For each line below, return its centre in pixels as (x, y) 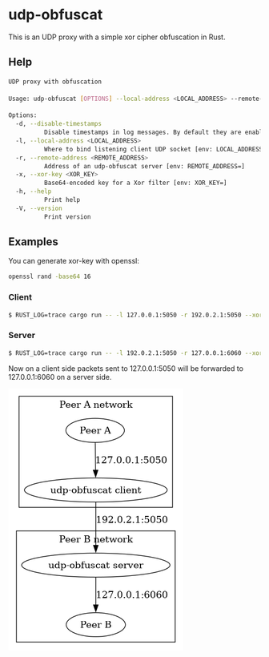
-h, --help (34, 191)
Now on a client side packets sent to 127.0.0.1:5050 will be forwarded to (126, 368)
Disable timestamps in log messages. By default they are (143, 132)
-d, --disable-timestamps (59, 124)
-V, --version (39, 208)
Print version (67, 217)
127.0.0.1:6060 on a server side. (60, 377)
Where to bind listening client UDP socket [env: (128, 149)
